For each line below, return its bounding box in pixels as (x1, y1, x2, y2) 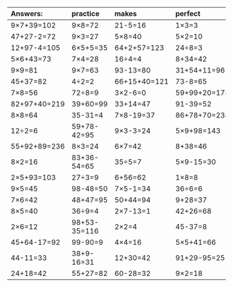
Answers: (10, 9, 43, 18)
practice (71, 9, 100, 18)
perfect (175, 9, 201, 18)
